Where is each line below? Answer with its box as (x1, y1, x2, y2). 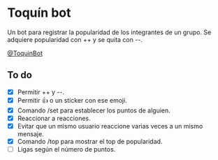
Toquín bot (7, 5, 71, 21)
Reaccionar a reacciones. (17, 114, 91, 122)
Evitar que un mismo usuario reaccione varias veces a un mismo (17, 122, 203, 130)
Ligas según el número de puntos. (17, 145, 116, 154)
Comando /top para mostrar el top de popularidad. (17, 138, 163, 145)
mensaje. (17, 130, 44, 138)
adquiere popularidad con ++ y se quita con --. (7, 35, 143, 43)
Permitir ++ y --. (17, 87, 65, 96)
